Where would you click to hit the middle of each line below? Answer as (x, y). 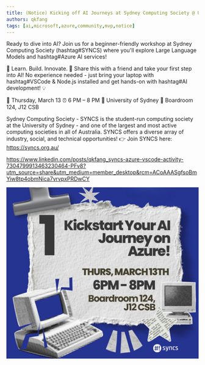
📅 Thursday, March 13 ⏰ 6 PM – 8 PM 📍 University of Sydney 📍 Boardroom (100, 100)
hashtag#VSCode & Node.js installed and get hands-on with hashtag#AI (97, 82)
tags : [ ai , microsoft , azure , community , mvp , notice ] (71, 26)
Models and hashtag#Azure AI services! (56, 57)
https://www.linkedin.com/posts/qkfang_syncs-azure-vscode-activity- (95, 159)
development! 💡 (26, 88)
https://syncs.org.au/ (33, 148)
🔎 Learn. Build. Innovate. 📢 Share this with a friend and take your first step (99, 69)
